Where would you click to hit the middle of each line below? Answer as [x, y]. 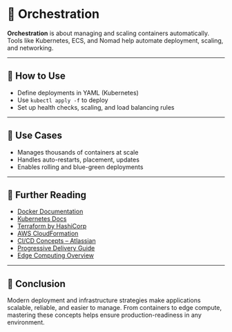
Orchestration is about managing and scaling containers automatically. [108, 33]
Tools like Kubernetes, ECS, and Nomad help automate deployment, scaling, [115, 40]
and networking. [30, 48]
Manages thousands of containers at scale [78, 152]
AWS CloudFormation [48, 233]
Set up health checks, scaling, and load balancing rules [96, 107]
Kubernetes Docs [42, 219]
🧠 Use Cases [35, 136]
